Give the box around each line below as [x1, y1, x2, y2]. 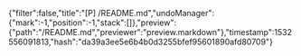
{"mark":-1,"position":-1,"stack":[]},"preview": [8, 17, 177, 28]
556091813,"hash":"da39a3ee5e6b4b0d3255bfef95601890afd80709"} [8, 36, 273, 47]
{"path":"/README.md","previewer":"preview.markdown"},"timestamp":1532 [8, 27, 293, 37]
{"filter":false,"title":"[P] [8, 8, 97, 18]
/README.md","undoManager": [98, 8, 214, 18]
